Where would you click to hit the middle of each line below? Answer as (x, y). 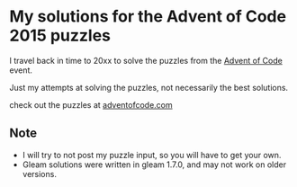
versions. (39, 174)
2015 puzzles (60, 36)
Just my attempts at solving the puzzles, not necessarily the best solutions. (149, 87)
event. (21, 70)
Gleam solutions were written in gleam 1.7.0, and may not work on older (154, 165)
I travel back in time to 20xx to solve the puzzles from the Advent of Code (146, 60)
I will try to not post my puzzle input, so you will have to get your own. (152, 155)
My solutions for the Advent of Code (148, 17)
